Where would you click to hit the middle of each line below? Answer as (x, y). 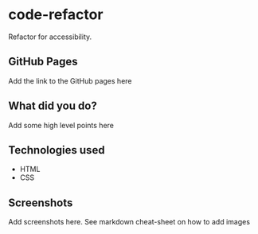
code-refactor (56, 15)
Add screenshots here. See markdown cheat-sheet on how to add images (129, 222)
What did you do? (53, 106)
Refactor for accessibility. (50, 37)
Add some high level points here (61, 125)
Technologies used (57, 150)
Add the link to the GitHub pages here (70, 80)
